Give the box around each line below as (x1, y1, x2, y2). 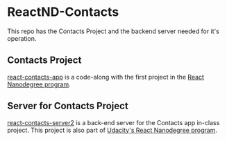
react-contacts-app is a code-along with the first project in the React (7, 73, 205, 81)
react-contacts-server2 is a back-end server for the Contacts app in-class (7, 118, 220, 126)
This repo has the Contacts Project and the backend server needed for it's (7, 27, 220, 35)
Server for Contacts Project (7, 100, 128, 112)
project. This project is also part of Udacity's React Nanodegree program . (7, 126, 217, 134)
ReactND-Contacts (7, 4, 119, 20)
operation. (7, 34, 37, 42)
